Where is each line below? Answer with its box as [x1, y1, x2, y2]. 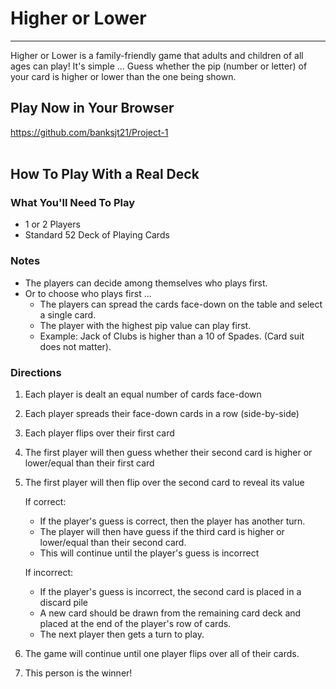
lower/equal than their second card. [39, 537, 187, 549]
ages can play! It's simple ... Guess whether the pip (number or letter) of [10, 60, 308, 72]
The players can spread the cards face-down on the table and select [39, 298, 323, 310]
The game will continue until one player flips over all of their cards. [24, 648, 300, 660]
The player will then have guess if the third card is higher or [39, 526, 285, 538]
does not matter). [39, 340, 112, 352]
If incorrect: [24, 567, 74, 579]
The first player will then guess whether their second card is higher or [24, 447, 313, 459]
